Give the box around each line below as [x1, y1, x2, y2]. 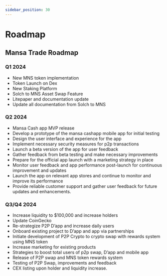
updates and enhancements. [12, 188, 71, 194]
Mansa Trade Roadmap [5, 48, 79, 57]
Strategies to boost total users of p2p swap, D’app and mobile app [12, 250, 149, 256]
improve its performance [12, 178, 63, 184]
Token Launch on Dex [12, 80, 57, 86]
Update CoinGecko [12, 218, 52, 224]
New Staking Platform [12, 85, 57, 91]
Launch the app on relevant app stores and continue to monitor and [12, 172, 151, 178]
